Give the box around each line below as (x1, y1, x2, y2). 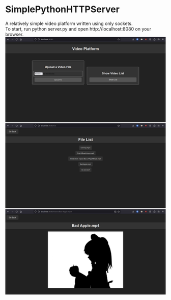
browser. (5, 31, 24, 37)
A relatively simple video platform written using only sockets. (5, 20, 133, 26)
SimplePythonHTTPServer (5, 4, 120, 15)
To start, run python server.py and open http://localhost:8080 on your (5, 25, 152, 32)
